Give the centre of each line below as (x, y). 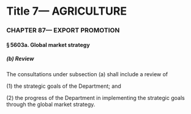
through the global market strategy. (51, 104)
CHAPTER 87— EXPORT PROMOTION (63, 30)
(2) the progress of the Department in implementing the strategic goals (95, 98)
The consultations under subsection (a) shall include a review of (87, 74)
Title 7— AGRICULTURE (67, 11)
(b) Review (20, 59)
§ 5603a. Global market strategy (48, 45)
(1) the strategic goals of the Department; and (64, 86)
